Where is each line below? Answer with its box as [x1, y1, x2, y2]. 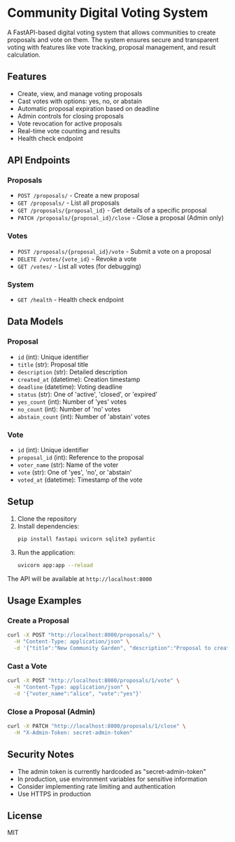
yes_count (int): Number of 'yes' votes [17, 398, 127, 406]
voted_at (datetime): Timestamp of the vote [17, 475, 143, 484]
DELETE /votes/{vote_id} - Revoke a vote [17, 254, 137, 263]
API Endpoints [7, 154, 71, 166]
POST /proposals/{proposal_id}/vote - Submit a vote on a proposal [17, 247, 211, 255]
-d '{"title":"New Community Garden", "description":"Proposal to [13, 645, 211, 652]
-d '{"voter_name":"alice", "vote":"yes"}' [13, 690, 142, 697]
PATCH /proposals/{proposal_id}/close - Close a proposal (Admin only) [17, 214, 224, 222]
